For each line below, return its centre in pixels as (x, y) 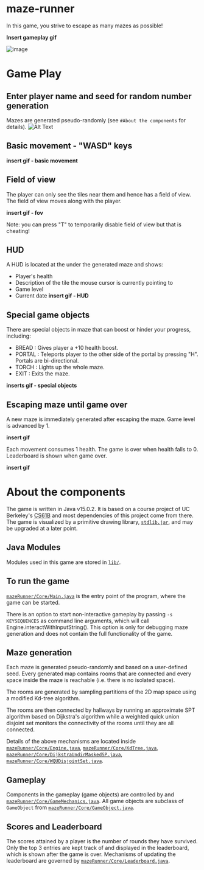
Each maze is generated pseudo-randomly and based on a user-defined (97, 667)
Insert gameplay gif (31, 37)
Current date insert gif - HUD (52, 296)
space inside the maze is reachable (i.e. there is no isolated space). (91, 680)
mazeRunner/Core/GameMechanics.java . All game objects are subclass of (95, 801)
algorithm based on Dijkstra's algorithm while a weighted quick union (93, 717)
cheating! (18, 231)
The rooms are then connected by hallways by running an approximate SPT (101, 710)
